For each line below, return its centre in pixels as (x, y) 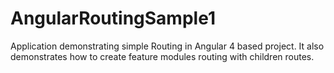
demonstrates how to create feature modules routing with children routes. (162, 56)
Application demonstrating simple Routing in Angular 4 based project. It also (167, 46)
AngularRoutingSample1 (113, 18)
